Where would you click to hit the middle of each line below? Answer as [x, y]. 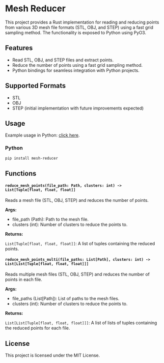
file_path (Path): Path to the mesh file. [50, 220]
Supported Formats [36, 86]
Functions [21, 173]
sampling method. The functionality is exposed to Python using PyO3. [76, 32]
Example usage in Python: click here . [42, 135]
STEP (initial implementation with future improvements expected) [78, 108]
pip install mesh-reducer [31, 158]
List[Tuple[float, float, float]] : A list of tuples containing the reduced [80, 244]
